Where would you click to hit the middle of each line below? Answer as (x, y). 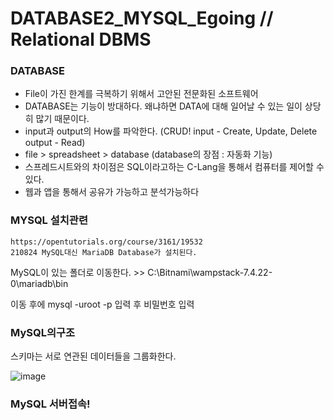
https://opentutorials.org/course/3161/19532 (106, 242)
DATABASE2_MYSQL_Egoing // (142, 18)
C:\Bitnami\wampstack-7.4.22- (210, 272)
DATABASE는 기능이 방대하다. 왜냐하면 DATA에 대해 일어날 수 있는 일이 (163, 106)
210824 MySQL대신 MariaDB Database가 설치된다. (104, 252)
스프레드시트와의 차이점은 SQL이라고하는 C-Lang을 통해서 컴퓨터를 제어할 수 (174, 167)
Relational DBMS (81, 39)
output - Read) (55, 143)
